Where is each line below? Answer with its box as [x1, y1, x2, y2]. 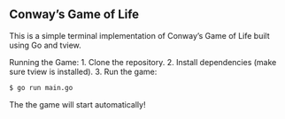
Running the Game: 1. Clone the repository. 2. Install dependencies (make [9, 56, 277, 67]
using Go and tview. [9, 40, 81, 50]
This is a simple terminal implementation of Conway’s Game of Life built [9, 30, 270, 41]
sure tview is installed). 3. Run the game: [9, 66, 158, 77]
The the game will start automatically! [9, 99, 146, 109]
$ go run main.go [9, 83, 73, 92]
